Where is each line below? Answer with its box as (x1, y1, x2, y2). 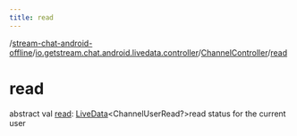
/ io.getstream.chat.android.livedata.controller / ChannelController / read (32, 47, 288, 58)
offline (9, 47, 33, 58)
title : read (9, 13, 54, 22)
